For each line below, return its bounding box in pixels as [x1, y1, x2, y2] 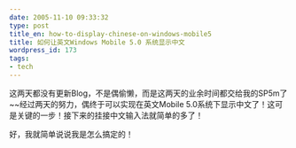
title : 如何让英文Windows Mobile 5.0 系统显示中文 [9, 37, 185, 47]
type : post [9, 21, 50, 30]
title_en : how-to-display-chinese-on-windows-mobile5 [9, 29, 213, 38]
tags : [9, 54, 29, 63]
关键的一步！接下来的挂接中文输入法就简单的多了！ [16, 110, 204, 121]
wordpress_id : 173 [9, 46, 77, 55]
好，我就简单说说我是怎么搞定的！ [9, 129, 134, 139]
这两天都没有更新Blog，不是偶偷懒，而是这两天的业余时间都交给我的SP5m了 [9, 88, 288, 98]
